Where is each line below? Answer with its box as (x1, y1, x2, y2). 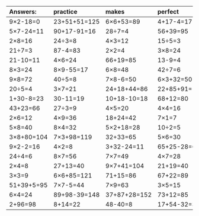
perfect (157, 8, 179, 15)
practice (53, 8, 78, 15)
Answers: (9, 8, 37, 15)
